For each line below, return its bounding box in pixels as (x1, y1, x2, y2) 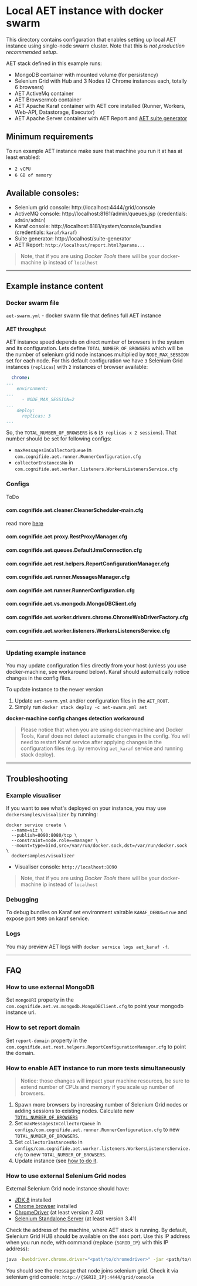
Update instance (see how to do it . (14, 1157, 98, 1165)
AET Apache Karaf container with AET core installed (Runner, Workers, (14, 102, 186, 109)
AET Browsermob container (14, 96, 82, 103)
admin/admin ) (14, 216, 46, 223)
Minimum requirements (6, 132, 94, 142)
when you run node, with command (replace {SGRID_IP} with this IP (6, 1239, 169, 1246)
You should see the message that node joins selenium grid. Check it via (6, 1267, 179, 1274)
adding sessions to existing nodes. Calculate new (14, 1107, 134, 1115)
